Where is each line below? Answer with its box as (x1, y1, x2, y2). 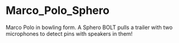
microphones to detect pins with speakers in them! (5, 30, 133, 37)
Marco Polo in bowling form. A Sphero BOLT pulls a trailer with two (5, 24, 173, 31)
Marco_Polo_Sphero (5, 4, 110, 18)
